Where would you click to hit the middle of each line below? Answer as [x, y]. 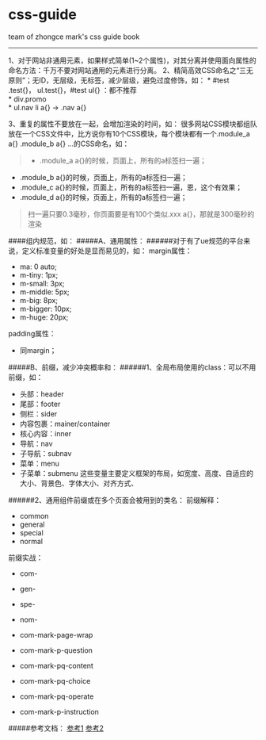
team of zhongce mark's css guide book [74, 36]
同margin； [38, 350]
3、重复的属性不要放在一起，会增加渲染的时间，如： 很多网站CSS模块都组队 [133, 124]
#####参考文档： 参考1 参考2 [56, 728]
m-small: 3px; [42, 283]
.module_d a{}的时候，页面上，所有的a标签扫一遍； [103, 197]
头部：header [42, 393]
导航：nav [36, 443]
